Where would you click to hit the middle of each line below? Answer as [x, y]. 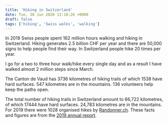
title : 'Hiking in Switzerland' [39, 10]
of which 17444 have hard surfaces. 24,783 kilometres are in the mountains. [83, 105]
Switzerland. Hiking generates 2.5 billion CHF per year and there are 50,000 [83, 44]
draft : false [19, 19]
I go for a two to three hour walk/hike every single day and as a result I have [83, 64]
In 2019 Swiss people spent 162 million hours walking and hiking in [74, 38]
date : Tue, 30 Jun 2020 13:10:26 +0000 [47, 15]
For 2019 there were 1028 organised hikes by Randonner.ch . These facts [80, 110]
